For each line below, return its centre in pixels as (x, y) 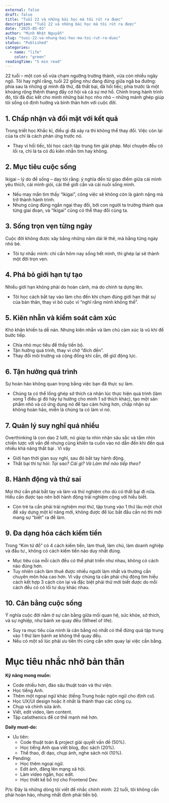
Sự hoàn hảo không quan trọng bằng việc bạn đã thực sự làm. (69, 384)
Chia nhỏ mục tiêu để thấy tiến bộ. (48, 345)
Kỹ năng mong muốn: (28, 675)
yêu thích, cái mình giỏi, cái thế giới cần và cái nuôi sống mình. (70, 184)
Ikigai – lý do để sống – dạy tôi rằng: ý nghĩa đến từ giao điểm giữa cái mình (83, 179)
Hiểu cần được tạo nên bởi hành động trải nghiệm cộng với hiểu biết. (76, 497)
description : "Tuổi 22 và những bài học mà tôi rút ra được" (71, 24)
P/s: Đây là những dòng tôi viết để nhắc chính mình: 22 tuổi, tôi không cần (82, 789)
